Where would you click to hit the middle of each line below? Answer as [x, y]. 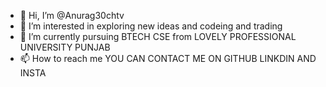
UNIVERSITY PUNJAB [65, 47]
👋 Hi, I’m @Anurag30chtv [72, 15]
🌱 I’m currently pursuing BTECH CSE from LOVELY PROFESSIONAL [158, 36]
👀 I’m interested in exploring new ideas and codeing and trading [151, 26]
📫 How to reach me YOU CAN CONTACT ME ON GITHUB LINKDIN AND [168, 58]
